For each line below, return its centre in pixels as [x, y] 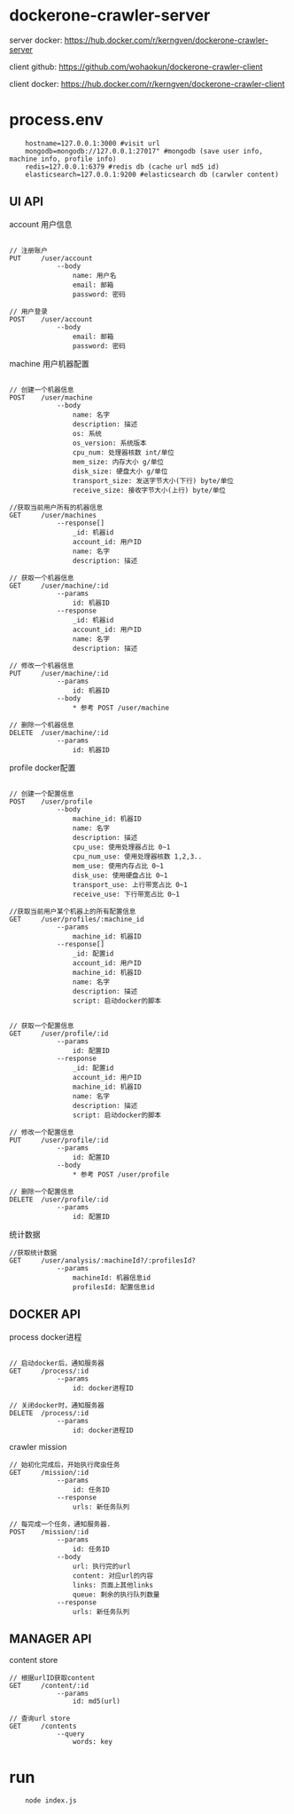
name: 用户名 [94, 275]
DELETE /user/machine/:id [59, 733]
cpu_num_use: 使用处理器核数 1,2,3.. [137, 856]
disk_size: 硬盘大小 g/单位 [120, 471]
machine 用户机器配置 [50, 363]
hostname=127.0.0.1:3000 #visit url [93, 143]
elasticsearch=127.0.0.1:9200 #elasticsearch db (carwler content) [152, 174]
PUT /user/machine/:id [59, 673]
